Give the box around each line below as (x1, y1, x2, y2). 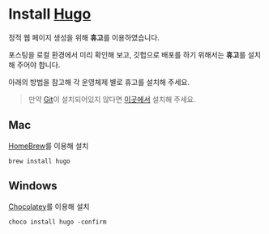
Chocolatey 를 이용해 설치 (8, 202, 90, 211)
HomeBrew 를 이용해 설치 (8, 141, 89, 151)
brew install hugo (8, 157, 70, 165)
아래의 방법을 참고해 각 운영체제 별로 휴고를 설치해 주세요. (8, 77, 190, 87)
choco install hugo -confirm (8, 218, 107, 226)
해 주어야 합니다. (8, 60, 61, 70)
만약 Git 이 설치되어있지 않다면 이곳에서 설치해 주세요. (28, 94, 196, 104)
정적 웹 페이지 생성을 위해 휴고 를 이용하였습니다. (8, 32, 160, 42)
